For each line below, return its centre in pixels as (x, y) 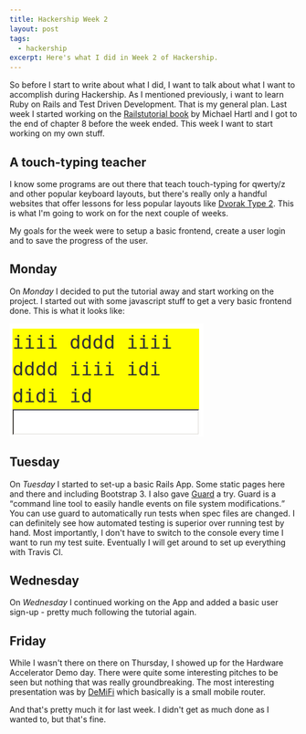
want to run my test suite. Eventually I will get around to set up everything (148, 542)
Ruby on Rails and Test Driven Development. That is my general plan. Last (148, 104)
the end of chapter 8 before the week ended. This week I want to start (142, 124)
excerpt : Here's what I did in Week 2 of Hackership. (114, 58)
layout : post (34, 29)
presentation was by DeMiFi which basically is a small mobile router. (138, 692)
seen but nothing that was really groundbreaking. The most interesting (142, 682)
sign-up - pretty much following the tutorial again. (103, 613)
